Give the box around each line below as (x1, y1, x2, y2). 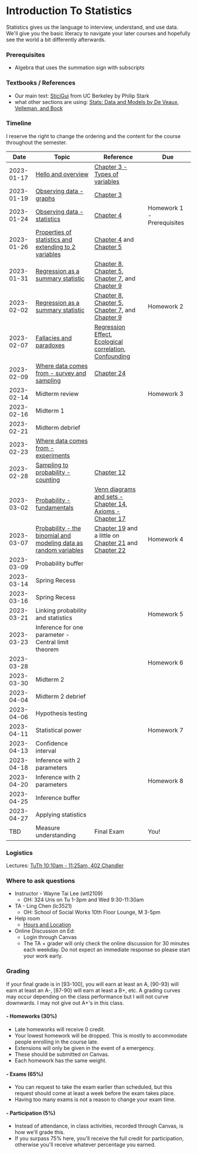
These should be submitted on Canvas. (14, 1051, 110, 1058)
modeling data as (35, 539, 83, 547)
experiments (35, 451, 70, 459)
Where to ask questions (6, 877, 75, 885)
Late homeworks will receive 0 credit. (14, 1025, 106, 1032)
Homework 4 (147, 535, 184, 543)
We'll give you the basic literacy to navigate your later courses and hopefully (6, 29, 191, 36)
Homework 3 (147, 390, 184, 398)
